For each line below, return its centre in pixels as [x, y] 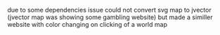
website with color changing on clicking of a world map [87, 24]
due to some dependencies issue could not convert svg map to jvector [110, 10]
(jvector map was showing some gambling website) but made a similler [110, 17]
